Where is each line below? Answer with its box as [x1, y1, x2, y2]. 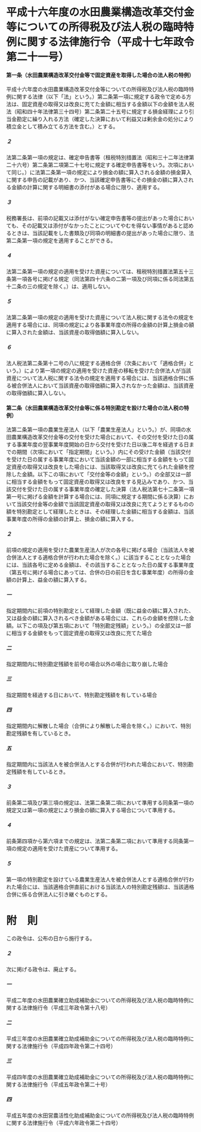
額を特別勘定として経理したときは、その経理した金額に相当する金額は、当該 [6, 508, 194, 515]
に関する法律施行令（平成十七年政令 [17, 35, 195, 49]
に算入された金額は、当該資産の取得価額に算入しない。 [6, 329, 142, 336]
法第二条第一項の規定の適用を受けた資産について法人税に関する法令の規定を [6, 314, 194, 321]
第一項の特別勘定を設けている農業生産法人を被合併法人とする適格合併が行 [6, 876, 189, 883]
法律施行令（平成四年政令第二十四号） [21, 1043, 116, 1050]
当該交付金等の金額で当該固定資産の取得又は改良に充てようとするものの [16, 500, 194, 508]
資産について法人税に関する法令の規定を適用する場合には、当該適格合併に [6, 375, 189, 382]
